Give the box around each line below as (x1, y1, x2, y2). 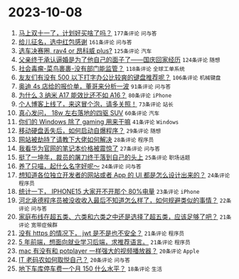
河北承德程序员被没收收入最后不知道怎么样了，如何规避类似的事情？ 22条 (18, 196, 232, 204)
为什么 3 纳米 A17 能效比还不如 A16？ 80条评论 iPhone (18, 90, 172, 99)
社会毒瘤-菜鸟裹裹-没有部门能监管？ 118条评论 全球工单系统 (18, 64, 186, 72)
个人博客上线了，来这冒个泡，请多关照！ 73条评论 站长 (18, 99, 174, 108)
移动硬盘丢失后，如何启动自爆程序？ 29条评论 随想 (18, 126, 161, 135)
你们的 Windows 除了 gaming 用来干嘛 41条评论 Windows (18, 117, 179, 126)
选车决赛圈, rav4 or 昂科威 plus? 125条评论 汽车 (18, 46, 152, 55)
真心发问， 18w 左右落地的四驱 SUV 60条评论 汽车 (18, 108, 160, 117)
